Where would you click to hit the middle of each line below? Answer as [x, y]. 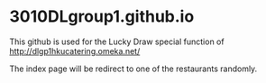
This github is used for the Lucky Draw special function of [117, 41]
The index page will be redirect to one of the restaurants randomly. [133, 69]
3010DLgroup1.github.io [102, 17]
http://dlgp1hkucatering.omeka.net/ [75, 51]
